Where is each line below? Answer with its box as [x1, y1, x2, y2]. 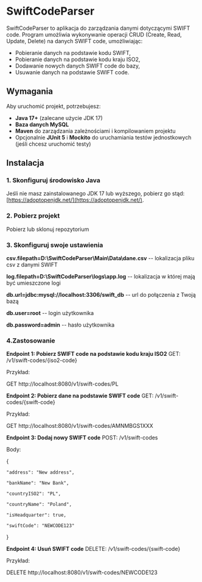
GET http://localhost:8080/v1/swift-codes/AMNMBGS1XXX [6, 422, 153, 430]
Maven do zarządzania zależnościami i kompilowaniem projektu [15, 127, 176, 135]
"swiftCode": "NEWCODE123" [6, 523, 75, 529]
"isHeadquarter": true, [6, 512, 67, 519]
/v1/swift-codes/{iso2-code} [6, 357, 77, 364]
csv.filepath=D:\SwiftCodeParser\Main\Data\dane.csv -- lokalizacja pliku [6, 255, 195, 262]
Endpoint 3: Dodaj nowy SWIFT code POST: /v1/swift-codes [6, 434, 158, 441]
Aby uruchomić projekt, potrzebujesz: [6, 102, 101, 110]
